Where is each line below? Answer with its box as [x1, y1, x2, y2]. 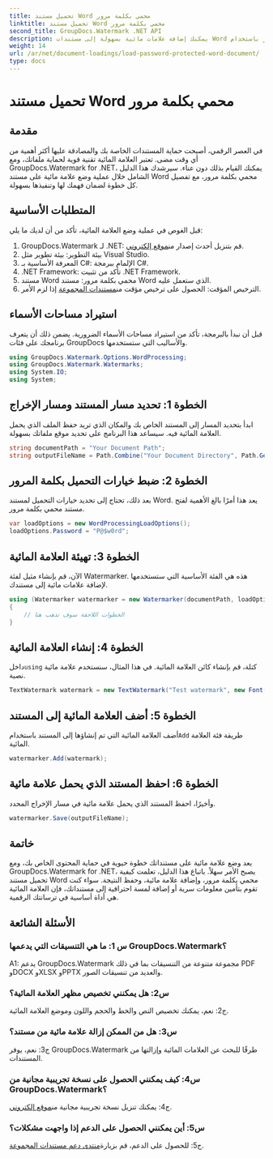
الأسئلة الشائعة [9, 916, 75, 929]
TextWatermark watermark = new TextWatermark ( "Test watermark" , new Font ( [9, 686, 267, 694]
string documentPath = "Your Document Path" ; [9, 443, 165, 452]
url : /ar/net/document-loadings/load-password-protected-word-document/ [9, 49, 260, 58]
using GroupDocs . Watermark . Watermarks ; [9, 361, 144, 369]
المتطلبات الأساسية [9, 203, 96, 217]
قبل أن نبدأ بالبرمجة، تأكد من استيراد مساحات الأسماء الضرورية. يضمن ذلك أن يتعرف [9, 329, 262, 339]
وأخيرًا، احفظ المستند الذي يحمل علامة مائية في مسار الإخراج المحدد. [9, 798, 216, 808]
